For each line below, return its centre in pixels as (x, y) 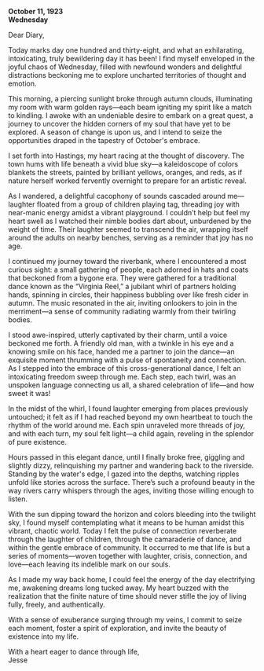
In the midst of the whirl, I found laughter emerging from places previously (128, 409)
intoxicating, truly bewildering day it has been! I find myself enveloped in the (132, 59)
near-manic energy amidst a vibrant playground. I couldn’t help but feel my (129, 213)
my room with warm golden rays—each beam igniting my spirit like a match (130, 107)
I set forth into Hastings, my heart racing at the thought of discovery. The (126, 156)
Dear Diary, (26, 35)
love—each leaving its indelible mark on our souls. (90, 564)
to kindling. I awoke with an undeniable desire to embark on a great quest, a (131, 115)
